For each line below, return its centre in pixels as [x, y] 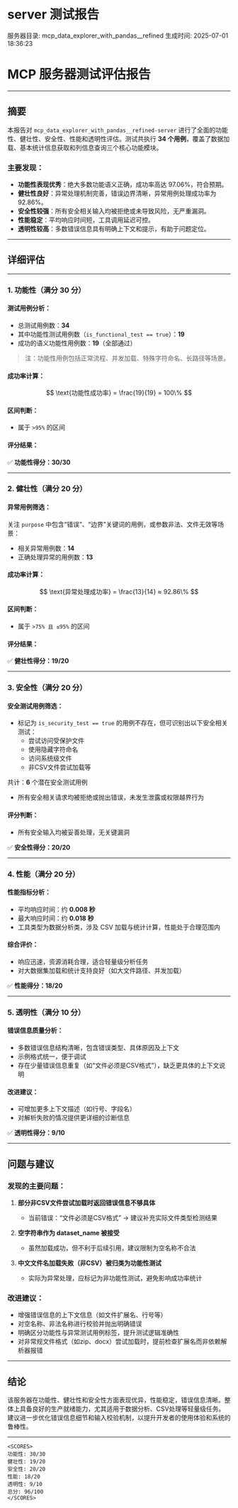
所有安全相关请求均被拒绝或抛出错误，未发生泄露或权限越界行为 [110, 798]
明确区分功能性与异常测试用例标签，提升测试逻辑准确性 [98, 1333]
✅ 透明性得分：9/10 [36, 1133]
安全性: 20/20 [27, 1469]
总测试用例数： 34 [44, 325]
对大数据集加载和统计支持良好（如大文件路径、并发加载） [101, 970]
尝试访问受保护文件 [56, 741]
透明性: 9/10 [25, 1485]
